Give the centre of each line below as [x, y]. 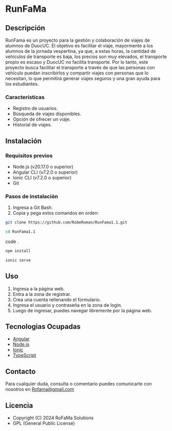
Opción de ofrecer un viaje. [42, 119]
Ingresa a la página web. [39, 289]
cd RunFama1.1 [21, 232]
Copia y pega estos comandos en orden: [56, 213]
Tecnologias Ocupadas [43, 326]
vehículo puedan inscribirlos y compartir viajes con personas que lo [77, 73]
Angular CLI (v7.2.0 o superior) [45, 172]
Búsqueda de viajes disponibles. [47, 114]
